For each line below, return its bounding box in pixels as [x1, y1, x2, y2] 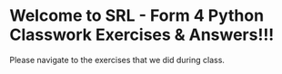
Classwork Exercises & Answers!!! [9, 24, 275, 45]
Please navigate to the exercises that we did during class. [9, 54, 226, 65]
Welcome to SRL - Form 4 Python [9, 5, 265, 26]
